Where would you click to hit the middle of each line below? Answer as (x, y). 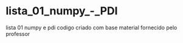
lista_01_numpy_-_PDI (62, 11)
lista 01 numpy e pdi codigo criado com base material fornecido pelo (91, 27)
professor (18, 33)
